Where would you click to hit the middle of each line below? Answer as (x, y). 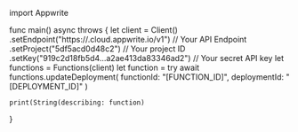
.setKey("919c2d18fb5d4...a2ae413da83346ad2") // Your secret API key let (147, 58)
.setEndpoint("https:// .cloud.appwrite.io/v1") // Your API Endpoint (128, 39)
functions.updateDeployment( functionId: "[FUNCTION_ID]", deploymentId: (147, 77)
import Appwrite (39, 13)
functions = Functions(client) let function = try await (105, 67)
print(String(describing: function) (77, 103)
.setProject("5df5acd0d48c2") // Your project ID (97, 49)
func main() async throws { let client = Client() (93, 30)
